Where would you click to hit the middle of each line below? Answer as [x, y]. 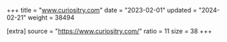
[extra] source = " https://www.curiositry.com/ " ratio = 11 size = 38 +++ [109, 31]
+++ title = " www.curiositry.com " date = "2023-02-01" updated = [102, 10]
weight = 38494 [51, 17]
